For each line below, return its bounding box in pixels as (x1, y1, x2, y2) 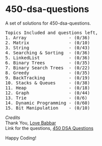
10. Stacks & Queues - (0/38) (5, 80, 90, 86)
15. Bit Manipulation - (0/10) (5, 105, 90, 111)
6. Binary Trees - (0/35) (5, 60, 90, 66)
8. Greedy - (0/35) (5, 70, 90, 76)
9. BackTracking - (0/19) (5, 75, 90, 81)
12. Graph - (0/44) (5, 90, 90, 96)
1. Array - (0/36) (5, 35, 90, 41)
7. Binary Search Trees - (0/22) (5, 65, 90, 71)
